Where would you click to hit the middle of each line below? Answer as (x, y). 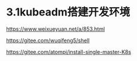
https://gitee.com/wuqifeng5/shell (48, 40)
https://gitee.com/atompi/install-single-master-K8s (69, 52)
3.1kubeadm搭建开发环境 (68, 12)
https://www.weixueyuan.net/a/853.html (56, 29)
